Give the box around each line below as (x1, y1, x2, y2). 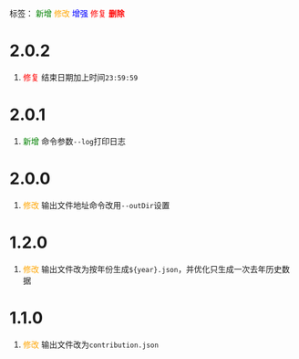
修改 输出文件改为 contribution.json (22, 339, 160, 350)
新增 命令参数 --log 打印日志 (22, 135, 126, 146)
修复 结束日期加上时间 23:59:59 (22, 71, 139, 82)
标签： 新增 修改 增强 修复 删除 (9, 8, 125, 18)
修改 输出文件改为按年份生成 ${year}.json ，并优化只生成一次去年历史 (22, 263, 283, 274)
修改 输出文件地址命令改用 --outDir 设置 (22, 199, 170, 210)
